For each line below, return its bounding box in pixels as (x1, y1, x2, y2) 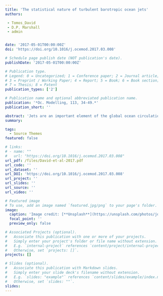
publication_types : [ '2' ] (5, 87, 57, 92)
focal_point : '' (9, 216, 42, 221)
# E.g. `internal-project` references (5, 243, 88, 248)
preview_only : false (9, 221, 51, 226)
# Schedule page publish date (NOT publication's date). (5, 56, 123, 61)
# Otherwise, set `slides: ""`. (5, 279, 75, 284)
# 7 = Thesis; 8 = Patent (5, 82, 57, 87)
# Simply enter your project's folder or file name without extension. (5, 239, 158, 244)
